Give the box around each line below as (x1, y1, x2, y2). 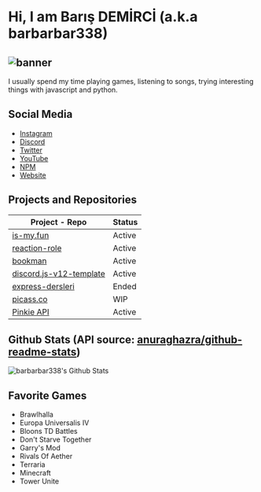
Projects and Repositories (8, 193, 138, 207)
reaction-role (12, 242, 62, 253)
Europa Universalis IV (19, 418, 90, 428)
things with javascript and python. (8, 85, 118, 94)
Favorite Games (8, 389, 87, 402)
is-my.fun (12, 229, 50, 240)
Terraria (19, 460, 46, 469)
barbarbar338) (8, 24, 108, 42)
